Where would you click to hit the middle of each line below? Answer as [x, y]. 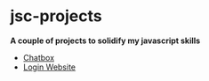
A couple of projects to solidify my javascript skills [105, 40]
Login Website [49, 67]
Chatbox [39, 57]
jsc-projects [56, 16]
